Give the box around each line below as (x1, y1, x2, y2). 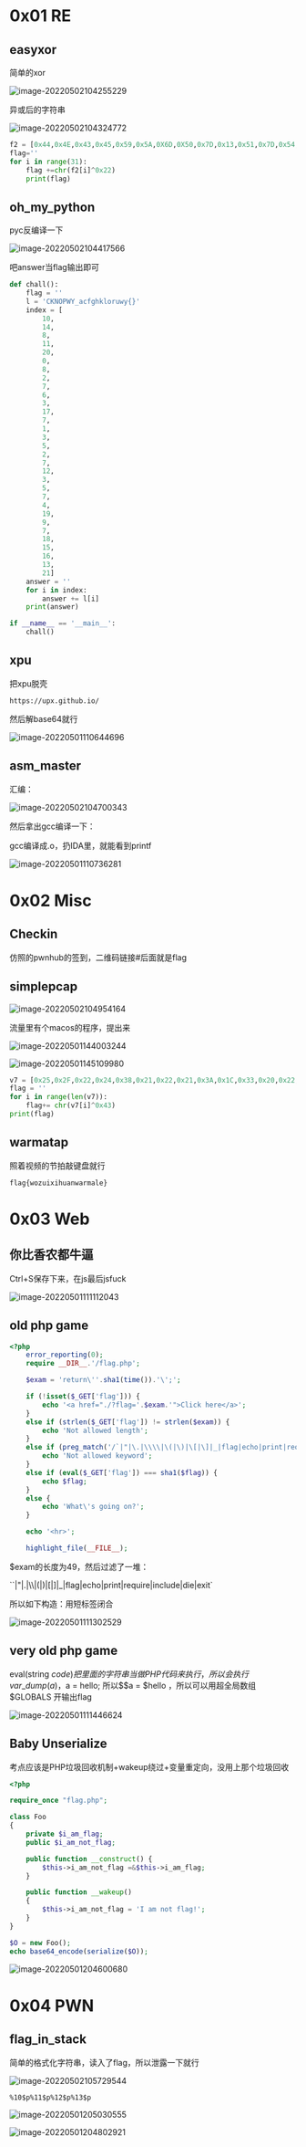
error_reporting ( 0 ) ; (25, 1350, 104, 1360)
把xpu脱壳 (9, 677, 48, 689)
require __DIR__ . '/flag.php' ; (25, 1359, 141, 1368)
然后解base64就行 (9, 713, 78, 724)
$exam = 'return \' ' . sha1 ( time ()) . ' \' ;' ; (25, 1376, 181, 1385)
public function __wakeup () (25, 1888, 132, 1897)
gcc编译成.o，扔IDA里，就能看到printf (9, 840, 152, 851)
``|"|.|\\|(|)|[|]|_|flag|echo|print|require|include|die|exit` (9, 1579, 213, 1590)
